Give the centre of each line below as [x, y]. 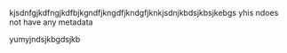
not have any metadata [51, 22]
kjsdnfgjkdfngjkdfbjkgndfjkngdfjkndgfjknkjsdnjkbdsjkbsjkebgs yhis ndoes [144, 13]
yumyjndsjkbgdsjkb [45, 39]
